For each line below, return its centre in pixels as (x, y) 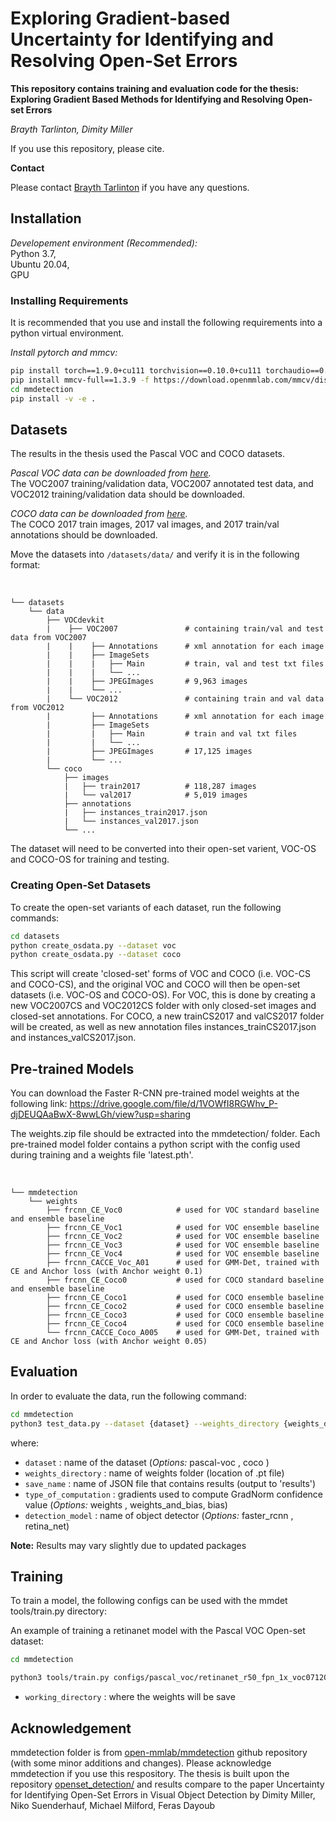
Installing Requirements (69, 300)
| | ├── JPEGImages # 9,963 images (147, 682)
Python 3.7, (33, 253)
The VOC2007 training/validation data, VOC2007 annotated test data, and (162, 484)
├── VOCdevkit (75, 620)
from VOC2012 (37, 708)
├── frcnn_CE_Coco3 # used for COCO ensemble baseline (185, 1315)
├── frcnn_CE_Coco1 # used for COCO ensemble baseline (185, 1298)
